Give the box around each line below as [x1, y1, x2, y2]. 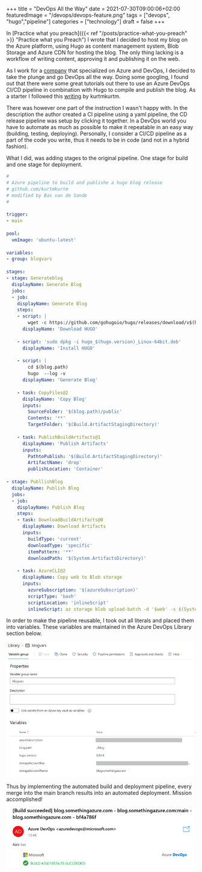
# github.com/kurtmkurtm [6, 186, 69, 192]
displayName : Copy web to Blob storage [22, 574, 122, 581]
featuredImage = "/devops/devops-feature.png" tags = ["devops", [6, 11, 170, 19]
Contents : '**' [28, 415, 66, 421]
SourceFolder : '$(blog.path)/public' [28, 409, 122, 415]
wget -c [28, 320, 47, 326]
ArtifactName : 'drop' [28, 460, 82, 466]
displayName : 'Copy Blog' [22, 396, 87, 402]
